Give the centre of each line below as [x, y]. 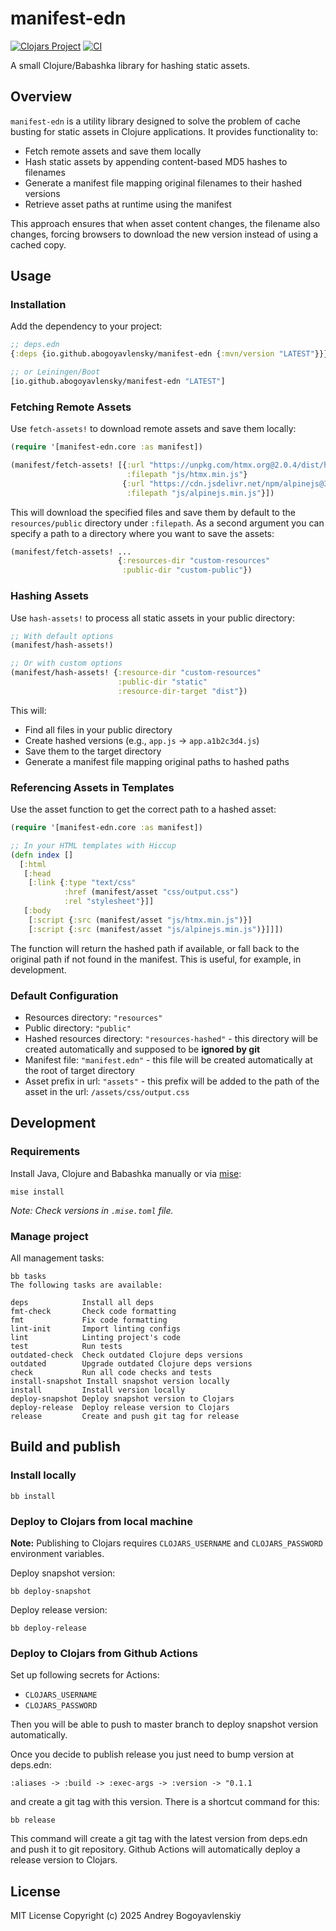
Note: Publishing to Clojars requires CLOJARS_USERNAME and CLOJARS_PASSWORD [166, 1543]
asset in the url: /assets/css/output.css [107, 1091]
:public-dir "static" [162, 682]
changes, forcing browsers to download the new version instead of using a [164, 234]
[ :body [37, 911]
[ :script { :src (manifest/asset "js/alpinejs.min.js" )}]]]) [156, 929]
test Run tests [66, 1346]
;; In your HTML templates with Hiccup [93, 845]
